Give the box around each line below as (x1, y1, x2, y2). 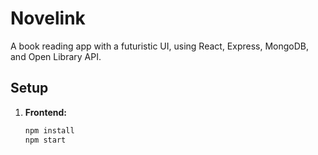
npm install (24, 125, 75, 136)
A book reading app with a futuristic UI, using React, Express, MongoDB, (10, 40, 310, 52)
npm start (24, 135, 67, 145)
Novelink (10, 7, 86, 30)
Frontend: (24, 106, 67, 118)
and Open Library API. (10, 50, 102, 62)
